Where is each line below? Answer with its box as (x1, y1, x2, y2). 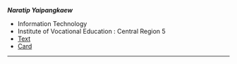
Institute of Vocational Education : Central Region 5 (17, 27, 166, 35)
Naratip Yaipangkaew (7, 6, 73, 14)
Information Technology (17, 20, 87, 27)
